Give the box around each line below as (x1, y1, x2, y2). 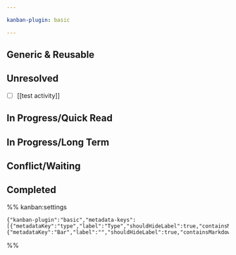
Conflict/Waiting (6, 160, 81, 173)
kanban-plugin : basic (6, 16, 70, 23)
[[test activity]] (16, 91, 61, 99)
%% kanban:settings (6, 202, 68, 211)
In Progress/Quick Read (6, 112, 113, 124)
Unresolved (6, 73, 59, 85)
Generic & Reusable (6, 49, 95, 61)
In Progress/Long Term (6, 136, 110, 148)
